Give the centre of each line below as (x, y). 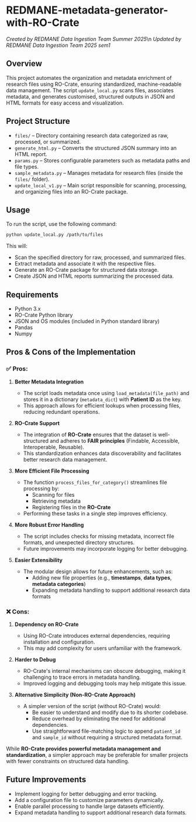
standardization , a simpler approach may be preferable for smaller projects (97, 755)
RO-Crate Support (37, 423)
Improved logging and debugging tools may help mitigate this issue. (105, 683)
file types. (27, 166)
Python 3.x (27, 309)
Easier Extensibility (38, 560)
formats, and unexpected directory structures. (79, 542)
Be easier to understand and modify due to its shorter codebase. (110, 712)
